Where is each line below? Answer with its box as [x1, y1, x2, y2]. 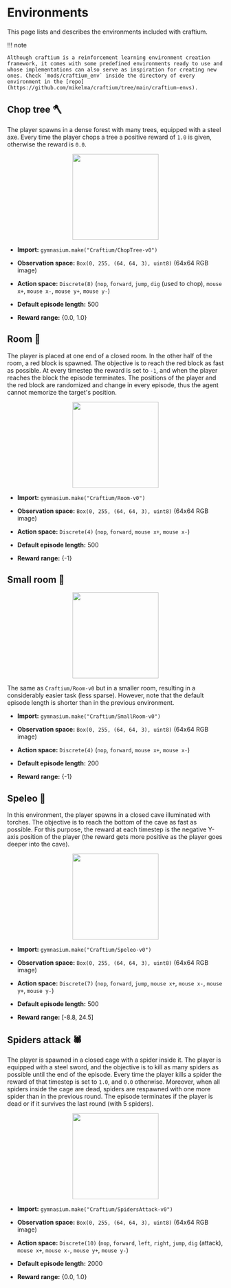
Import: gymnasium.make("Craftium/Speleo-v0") [16, 946, 152, 954]
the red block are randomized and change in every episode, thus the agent [7, 380, 219, 389]
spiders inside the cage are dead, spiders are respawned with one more [7, 1085, 211, 1093]
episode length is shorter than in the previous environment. [7, 699, 175, 707]
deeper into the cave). [7, 840, 70, 849]
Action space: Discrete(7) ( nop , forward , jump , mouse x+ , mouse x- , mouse [16, 979, 223, 987]
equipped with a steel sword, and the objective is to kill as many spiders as [7, 1063, 219, 1071]
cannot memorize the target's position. [7, 388, 117, 396]
